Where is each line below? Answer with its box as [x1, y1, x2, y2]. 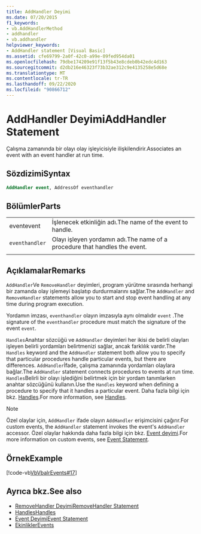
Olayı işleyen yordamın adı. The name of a [51, 235, 167, 244]
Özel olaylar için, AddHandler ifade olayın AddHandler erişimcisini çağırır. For [6, 417, 189, 424]
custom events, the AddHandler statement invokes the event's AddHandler [6, 423, 185, 430]
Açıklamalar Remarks [6, 265, 86, 275]
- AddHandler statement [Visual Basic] [6, 48, 106, 54]
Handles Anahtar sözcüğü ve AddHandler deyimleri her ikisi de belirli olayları [6, 336, 190, 344]
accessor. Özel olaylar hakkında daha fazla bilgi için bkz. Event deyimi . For [6, 429, 188, 437]
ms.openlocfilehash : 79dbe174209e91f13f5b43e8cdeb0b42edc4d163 [6, 59, 167, 65]
